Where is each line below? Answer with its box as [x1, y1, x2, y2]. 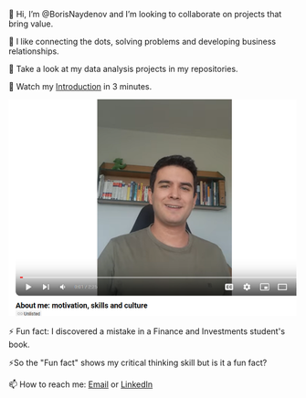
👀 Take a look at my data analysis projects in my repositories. [8, 64, 238, 74]
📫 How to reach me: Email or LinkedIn [8, 379, 153, 390]
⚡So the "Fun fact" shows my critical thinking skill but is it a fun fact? [8, 357, 268, 368]
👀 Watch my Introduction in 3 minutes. [8, 81, 153, 91]
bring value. [8, 18, 54, 29]
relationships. [8, 46, 60, 57]
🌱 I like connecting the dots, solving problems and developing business [8, 37, 276, 47]
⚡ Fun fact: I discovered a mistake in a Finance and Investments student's [8, 325, 285, 337]
